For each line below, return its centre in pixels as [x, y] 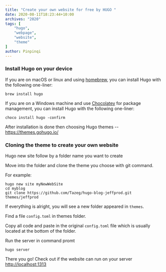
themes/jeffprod [22, 197]
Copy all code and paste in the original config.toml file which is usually [78, 226]
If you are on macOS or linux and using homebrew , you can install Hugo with [83, 80]
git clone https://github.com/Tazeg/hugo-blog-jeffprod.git [69, 193]
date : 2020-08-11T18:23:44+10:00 [40, 14]
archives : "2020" [23, 19]
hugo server [17, 250]
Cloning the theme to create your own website [62, 145]
